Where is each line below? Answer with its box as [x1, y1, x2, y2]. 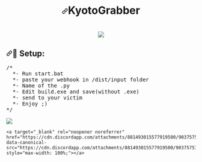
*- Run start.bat [12, 70, 64, 77]
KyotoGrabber [68, 4, 140, 17]
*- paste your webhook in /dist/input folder [12, 76, 149, 83]
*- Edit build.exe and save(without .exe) [12, 89, 140, 95]
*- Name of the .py [12, 83, 70, 89]
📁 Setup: [12, 48, 45, 58]
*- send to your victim [12, 95, 83, 101]
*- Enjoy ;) [12, 101, 48, 107]
